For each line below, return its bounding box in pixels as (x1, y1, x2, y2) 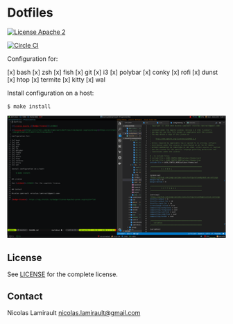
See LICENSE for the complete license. (7, 270, 118, 278)
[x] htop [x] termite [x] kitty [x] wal (7, 75, 106, 84)
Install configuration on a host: (7, 89, 94, 97)
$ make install (7, 102, 51, 110)
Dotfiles (7, 5, 53, 21)
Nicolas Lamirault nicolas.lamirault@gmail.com (7, 309, 141, 317)
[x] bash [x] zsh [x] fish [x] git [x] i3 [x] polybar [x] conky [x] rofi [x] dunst (7, 68, 218, 76)
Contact (7, 290, 43, 302)
